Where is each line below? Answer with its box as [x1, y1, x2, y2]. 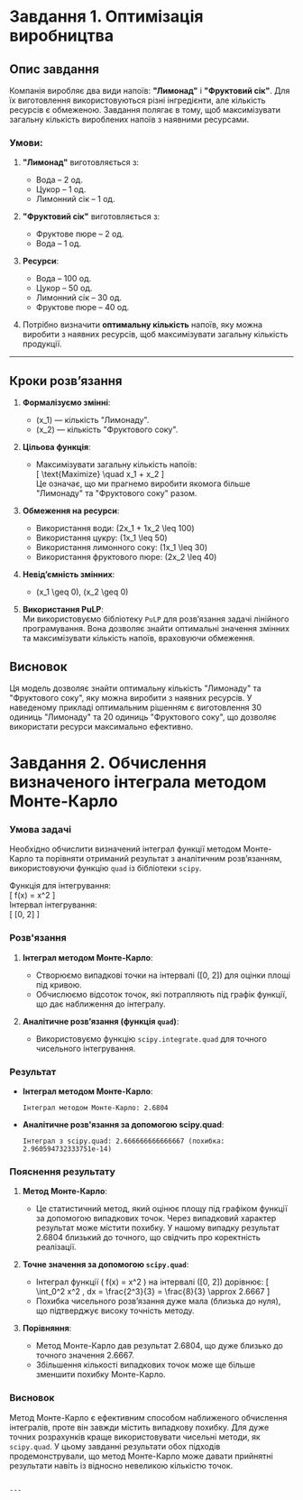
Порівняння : [22, 1323, 72, 1334]
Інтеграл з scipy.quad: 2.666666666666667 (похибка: [22, 1137, 225, 1146]
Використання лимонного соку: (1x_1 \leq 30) [35, 542, 208, 553]
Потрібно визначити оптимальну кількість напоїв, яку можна [22, 319, 263, 330]
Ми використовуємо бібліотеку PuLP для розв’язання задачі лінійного [22, 613, 289, 624]
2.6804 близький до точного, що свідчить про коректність [35, 1232, 262, 1243]
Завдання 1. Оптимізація [9, 6, 204, 27]
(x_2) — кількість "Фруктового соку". [35, 424, 179, 435]
